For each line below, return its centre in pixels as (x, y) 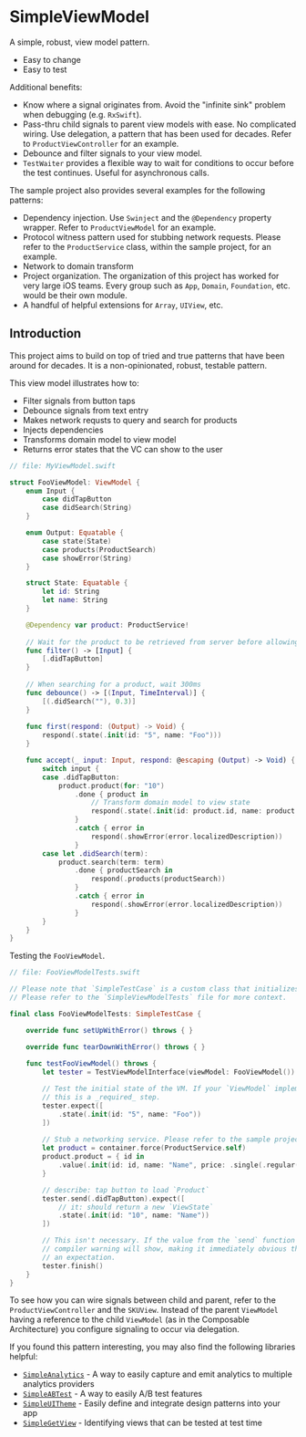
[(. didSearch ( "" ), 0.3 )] (89, 701)
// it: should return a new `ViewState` (136, 1207)
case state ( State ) (77, 541)
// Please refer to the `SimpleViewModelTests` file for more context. (148, 997)
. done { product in (111, 794)
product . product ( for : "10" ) (112, 786)
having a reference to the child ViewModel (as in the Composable (130, 1319)
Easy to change (52, 59)
